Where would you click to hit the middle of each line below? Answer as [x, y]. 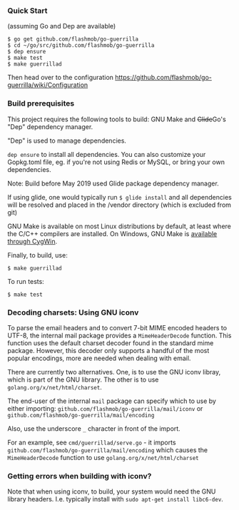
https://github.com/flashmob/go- [164, 78]
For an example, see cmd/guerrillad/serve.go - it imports [92, 442]
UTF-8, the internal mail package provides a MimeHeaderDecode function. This [119, 335]
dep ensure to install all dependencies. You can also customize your [107, 154]
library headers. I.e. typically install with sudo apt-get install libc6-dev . [115, 499]
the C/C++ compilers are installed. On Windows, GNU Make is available [112, 233]
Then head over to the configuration [61, 78]
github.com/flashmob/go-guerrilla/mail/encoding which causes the [108, 450]
